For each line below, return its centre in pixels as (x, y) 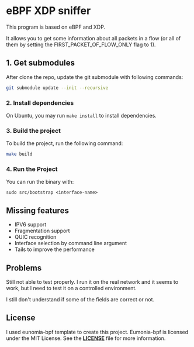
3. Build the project (34, 130)
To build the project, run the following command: (65, 143)
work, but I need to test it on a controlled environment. (72, 288)
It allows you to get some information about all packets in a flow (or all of (93, 38)
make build (19, 154)
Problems (24, 268)
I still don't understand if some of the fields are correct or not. (80, 300)
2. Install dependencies (40, 102)
